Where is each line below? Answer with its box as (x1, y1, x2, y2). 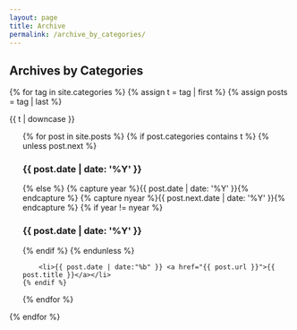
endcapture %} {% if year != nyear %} (21, 203, 164, 213)
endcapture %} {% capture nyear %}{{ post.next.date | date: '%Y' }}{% (21, 193, 286, 204)
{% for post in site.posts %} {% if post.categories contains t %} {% (21, 131, 270, 142)
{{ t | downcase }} (9, 114, 75, 125)
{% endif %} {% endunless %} (21, 245, 135, 256)
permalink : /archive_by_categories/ (9, 30, 146, 39)
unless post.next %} (21, 141, 97, 152)
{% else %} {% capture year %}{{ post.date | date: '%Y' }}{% (21, 183, 249, 194)
